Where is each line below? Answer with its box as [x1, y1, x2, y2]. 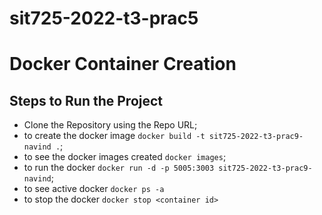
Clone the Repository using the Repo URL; [23, 119, 198, 131]
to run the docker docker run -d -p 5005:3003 [23, 162, 215, 174]
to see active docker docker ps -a [23, 183, 165, 195]
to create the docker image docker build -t [23, 130, 206, 142]
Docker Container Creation [9, 53, 237, 76]
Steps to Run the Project [9, 92, 164, 109]
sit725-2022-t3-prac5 [9, 7, 199, 30]
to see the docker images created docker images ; [23, 151, 227, 163]
